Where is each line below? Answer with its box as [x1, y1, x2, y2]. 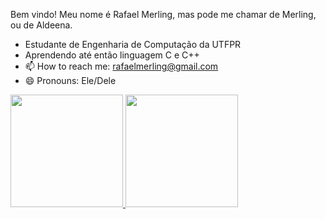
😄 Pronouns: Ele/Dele [24, 75, 117, 86]
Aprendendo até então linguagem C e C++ [24, 49, 200, 61]
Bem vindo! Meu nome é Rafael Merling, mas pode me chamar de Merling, [10, 9, 317, 20]
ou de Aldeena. [10, 19, 73, 31]
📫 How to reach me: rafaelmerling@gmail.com [24, 60, 219, 72]
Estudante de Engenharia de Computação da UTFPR [24, 39, 242, 50]
